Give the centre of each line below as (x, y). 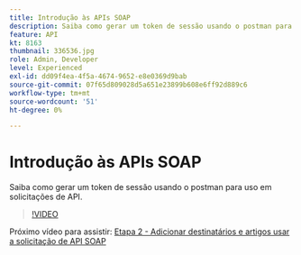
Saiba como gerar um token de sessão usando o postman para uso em (141, 187)
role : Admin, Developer (54, 59)
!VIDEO (45, 214)
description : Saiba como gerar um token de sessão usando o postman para (151, 26)
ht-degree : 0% (36, 110)
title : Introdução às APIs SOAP (70, 18)
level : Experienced (46, 68)
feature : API (34, 34)
